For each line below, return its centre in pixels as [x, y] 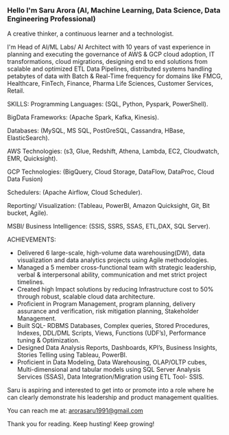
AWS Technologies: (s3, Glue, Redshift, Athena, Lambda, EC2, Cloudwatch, [113, 151]
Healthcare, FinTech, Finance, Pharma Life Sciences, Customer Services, [110, 84]
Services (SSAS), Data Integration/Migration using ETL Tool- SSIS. [110, 377]
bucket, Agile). [28, 213]
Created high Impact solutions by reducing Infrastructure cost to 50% [115, 290]
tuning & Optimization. [48, 340]
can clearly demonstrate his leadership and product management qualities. [113, 397]
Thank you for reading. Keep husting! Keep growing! [81, 424]
